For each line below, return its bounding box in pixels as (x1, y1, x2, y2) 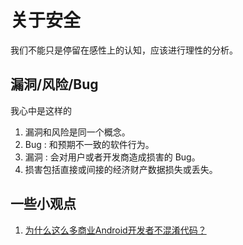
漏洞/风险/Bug (10, 76, 99, 93)
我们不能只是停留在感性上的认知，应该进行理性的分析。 (10, 44, 238, 56)
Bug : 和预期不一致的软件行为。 (24, 138, 155, 150)
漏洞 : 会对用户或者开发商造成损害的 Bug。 (24, 151, 201, 163)
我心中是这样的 (10, 104, 72, 116)
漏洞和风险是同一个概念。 (24, 126, 131, 138)
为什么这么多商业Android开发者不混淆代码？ (24, 224, 207, 236)
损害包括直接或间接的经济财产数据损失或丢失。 (24, 163, 218, 175)
